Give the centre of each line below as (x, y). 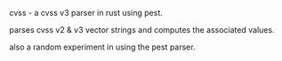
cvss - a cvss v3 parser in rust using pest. (86, 13)
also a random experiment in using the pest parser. (102, 47)
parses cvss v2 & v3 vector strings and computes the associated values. (142, 30)
